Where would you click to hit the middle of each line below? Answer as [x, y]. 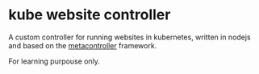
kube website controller [90, 15]
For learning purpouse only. [54, 61]
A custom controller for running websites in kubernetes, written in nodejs [130, 37]
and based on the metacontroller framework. [83, 45]
